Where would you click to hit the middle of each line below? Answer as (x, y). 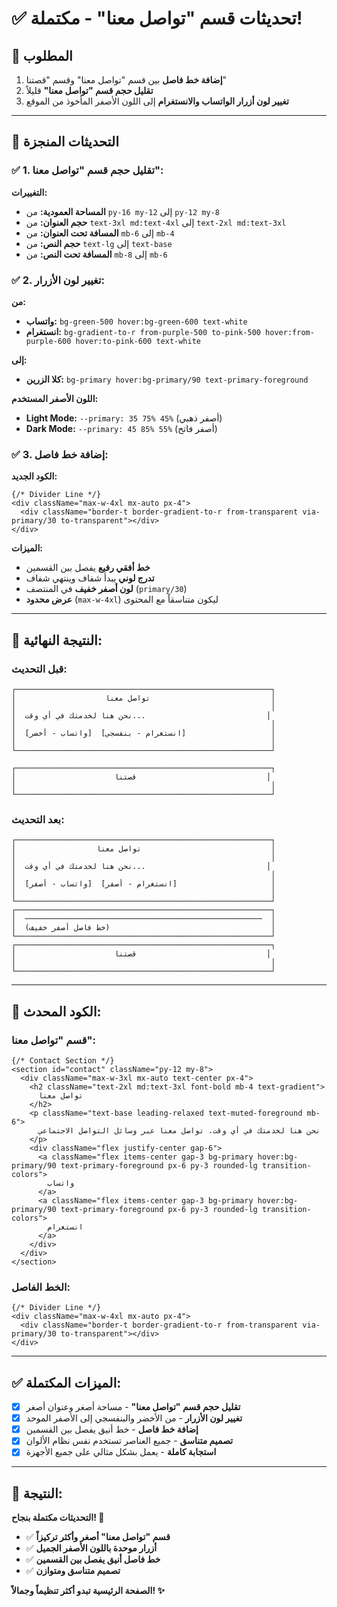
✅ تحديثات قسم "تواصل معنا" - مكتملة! (157, 18)
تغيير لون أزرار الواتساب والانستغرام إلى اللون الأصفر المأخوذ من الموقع (157, 101)
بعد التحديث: (38, 819)
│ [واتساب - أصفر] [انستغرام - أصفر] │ (143, 884)
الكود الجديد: (34, 476)
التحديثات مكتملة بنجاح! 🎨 (58, 1518)
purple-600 (48, 341)
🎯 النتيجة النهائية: (57, 640)
